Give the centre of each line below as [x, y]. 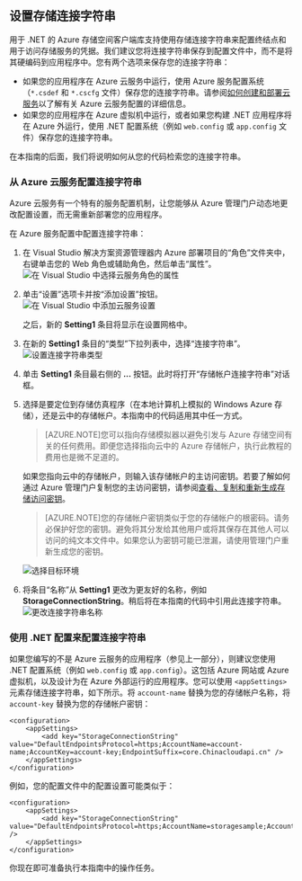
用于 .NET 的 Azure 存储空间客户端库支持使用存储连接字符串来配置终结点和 [148, 40]
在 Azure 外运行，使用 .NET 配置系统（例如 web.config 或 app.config [149, 126]
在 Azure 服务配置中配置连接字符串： [78, 234]
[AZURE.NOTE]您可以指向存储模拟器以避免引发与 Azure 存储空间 [164, 435]
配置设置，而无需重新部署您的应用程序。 [92, 215]
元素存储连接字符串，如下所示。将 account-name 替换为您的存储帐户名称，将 [150, 693]
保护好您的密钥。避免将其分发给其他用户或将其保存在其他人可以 [171, 529]
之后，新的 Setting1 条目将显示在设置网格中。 [107, 325]
